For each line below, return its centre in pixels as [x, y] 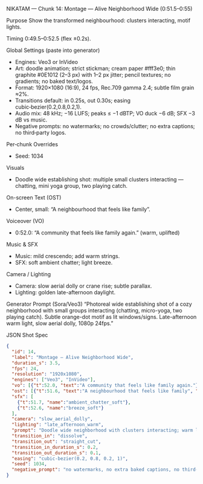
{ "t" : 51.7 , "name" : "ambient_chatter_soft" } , [74, 402]
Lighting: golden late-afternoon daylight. [65, 292]
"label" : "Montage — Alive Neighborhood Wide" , [73, 357]
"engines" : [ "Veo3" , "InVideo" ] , [54, 380]
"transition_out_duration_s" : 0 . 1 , [56, 453]
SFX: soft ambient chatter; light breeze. [64, 263]
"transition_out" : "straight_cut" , [56, 441]
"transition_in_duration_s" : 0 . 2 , [55, 447]
